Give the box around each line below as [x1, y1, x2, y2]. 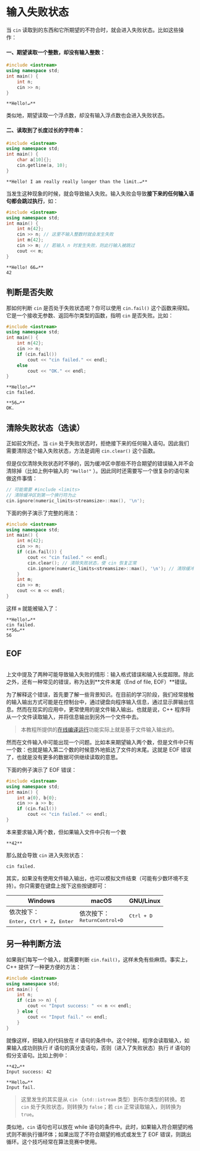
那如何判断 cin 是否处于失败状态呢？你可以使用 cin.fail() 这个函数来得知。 [6, 304, 193, 311]
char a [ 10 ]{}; [17, 157, 52, 163]
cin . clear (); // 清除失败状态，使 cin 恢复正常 [27, 560, 137, 566]
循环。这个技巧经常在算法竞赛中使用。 [6, 1138, 100, 1145]
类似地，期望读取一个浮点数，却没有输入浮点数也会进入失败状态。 [6, 112, 168, 119]
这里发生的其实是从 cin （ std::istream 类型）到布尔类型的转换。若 [20, 1096, 186, 1103]
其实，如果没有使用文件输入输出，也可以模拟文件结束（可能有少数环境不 [6, 874, 183, 881]
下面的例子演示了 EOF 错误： [6, 766, 77, 773]
